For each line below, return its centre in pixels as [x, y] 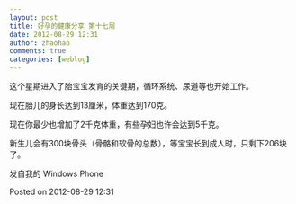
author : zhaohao [40, 43]
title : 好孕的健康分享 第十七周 [63, 26]
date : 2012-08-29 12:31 [54, 34]
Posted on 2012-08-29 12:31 [62, 191]
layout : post [34, 18]
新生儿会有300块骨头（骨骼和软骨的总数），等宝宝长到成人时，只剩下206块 [148, 143]
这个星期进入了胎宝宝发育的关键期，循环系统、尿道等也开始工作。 [131, 86]
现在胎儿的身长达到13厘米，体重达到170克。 [91, 105]
